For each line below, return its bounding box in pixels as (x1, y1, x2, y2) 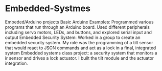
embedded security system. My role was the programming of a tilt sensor (5, 39, 153, 45)
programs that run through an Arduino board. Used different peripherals (5, 24, 150, 30)
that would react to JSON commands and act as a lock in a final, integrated (5, 45, 156, 51)
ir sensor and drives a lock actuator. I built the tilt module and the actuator (5, 55, 154, 61)
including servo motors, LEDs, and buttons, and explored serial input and (5, 29, 152, 35)
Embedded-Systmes (5, 3, 91, 14)
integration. (5, 60, 28, 66)
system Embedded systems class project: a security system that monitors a (5, 50, 158, 56)
